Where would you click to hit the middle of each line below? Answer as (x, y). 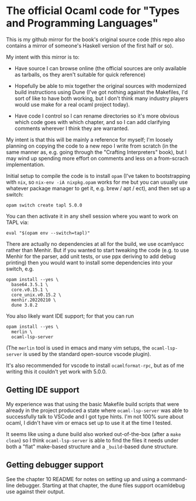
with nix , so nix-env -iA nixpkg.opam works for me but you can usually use (97, 182)
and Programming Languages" (82, 23)
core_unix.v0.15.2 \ (36, 295)
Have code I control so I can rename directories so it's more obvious (97, 116)
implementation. (25, 164)
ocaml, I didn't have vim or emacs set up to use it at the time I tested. (89, 423)
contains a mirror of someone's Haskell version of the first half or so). (90, 46)
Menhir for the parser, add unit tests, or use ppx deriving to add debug (91, 256)
